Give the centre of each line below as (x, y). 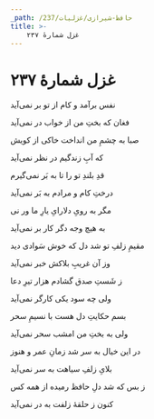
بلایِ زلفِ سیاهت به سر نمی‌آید (61, 369)
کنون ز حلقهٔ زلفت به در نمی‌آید (62, 404)
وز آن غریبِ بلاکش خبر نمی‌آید (61, 264)
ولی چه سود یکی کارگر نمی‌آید (61, 299)
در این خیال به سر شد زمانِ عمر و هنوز (76, 352)
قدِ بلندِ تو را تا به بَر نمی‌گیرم (58, 175)
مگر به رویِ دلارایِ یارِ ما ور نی (61, 211)
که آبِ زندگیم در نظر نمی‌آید (57, 158)
